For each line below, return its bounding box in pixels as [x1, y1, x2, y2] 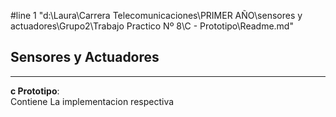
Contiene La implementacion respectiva [10, 95, 175, 107]
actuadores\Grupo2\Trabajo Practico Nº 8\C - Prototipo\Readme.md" [10, 20, 294, 32]
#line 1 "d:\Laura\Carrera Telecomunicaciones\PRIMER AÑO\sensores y [10, 10, 303, 21]
